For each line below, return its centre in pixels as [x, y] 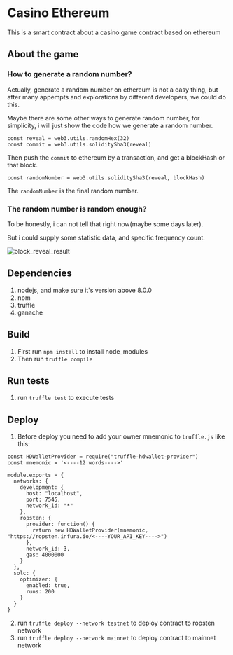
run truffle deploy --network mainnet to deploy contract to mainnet [116, 638]
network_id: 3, [48, 549]
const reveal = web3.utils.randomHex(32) [69, 138]
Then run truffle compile [55, 359]
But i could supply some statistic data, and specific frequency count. [106, 237]
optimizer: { [39, 579]
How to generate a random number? [70, 74]
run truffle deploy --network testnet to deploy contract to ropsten [116, 623]
